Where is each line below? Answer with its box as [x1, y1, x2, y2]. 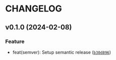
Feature [5, 38, 25, 45]
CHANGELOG [5, 3, 62, 14]
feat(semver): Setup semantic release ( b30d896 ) [12, 49, 111, 55]
